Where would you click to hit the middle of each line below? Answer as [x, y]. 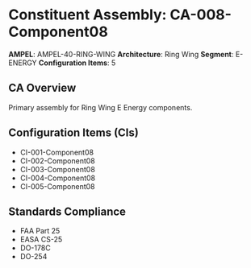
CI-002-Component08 [57, 161]
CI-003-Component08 [57, 169]
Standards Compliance [67, 211]
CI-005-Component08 [57, 186]
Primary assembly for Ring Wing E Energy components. [100, 107]
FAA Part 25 [40, 231]
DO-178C [35, 248]
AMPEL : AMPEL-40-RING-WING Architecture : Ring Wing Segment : [121, 54]
